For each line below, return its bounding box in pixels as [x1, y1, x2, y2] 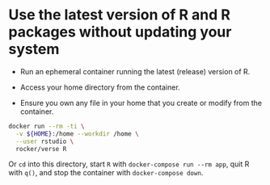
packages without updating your [8, 23, 232, 41]
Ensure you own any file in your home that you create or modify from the [19, 98, 263, 107]
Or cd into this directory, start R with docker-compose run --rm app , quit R [8, 159, 250, 169]
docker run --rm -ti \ [8, 122, 85, 130]
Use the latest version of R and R [8, 6, 230, 24]
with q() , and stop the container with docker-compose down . [8, 168, 204, 178]
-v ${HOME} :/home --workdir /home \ [15, 129, 139, 138]
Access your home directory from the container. [19, 82, 180, 92]
